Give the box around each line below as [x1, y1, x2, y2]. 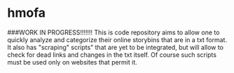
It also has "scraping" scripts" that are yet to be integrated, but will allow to [7, 43, 224, 51]
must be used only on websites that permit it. [7, 58, 138, 66]
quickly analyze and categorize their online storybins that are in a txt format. [7, 35, 228, 44]
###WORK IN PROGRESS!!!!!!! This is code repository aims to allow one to [7, 28, 220, 36]
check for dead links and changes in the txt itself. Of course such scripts [7, 51, 217, 59]
